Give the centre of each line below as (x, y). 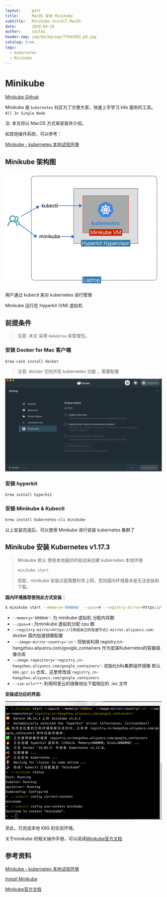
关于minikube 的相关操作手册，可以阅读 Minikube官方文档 (64, 839)
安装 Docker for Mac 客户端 (38, 350)
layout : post (23, 10)
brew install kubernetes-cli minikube (45, 520)
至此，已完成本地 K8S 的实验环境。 (41, 828)
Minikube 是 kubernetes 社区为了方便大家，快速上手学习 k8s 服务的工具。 (80, 107)
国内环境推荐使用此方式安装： (36, 597)
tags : (11, 47)
